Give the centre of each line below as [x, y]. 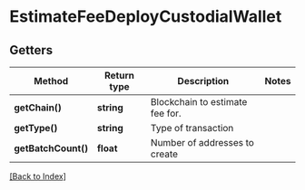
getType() [36, 128]
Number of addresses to [202, 142]
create [164, 154]
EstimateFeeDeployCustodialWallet [146, 17]
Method [51, 81]
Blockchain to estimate [199, 102]
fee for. [166, 113]
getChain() [38, 108]
